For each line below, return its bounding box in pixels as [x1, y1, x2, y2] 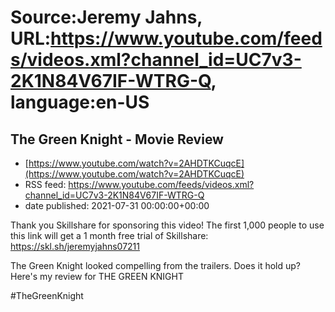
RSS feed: [24, 179, 67, 190]
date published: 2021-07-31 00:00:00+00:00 [24, 200, 210, 211]
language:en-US [10, 91, 150, 114]
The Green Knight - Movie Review [10, 131, 224, 148]
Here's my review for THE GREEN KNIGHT [10, 271, 184, 282]
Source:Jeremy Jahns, [10, 6, 203, 29]
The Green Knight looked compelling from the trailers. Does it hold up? [10, 260, 301, 271]
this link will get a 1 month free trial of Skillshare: [10, 230, 209, 241]
